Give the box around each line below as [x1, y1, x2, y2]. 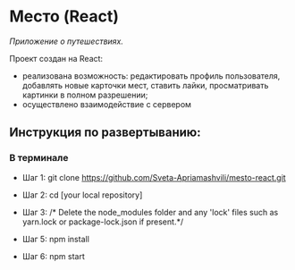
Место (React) [9, 6, 119, 27]
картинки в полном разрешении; [21, 89, 148, 100]
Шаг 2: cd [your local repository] [21, 190, 143, 200]
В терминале [9, 152, 69, 165]
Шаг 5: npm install [21, 233, 89, 244]
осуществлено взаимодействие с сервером [21, 98, 192, 109]
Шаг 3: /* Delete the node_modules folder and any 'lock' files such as [21, 207, 279, 217]
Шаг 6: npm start [21, 250, 85, 261]
